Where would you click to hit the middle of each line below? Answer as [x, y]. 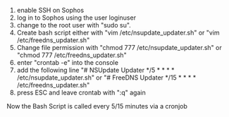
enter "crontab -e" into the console [68, 62]
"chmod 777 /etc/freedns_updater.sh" [72, 55]
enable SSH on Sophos [50, 10]
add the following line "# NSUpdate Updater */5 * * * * [95, 70]
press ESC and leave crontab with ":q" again [81, 92]
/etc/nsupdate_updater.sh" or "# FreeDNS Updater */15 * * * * [106, 78]
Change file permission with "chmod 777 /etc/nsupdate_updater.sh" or [119, 48]
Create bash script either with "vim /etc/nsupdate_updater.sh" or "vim [118, 32]
